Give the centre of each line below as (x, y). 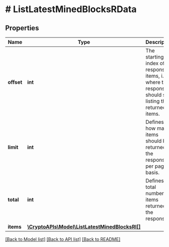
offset (15, 82)
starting (155, 57)
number (155, 193)
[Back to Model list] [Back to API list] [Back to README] (63, 239)
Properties (22, 28)
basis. (153, 172)
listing (153, 101)
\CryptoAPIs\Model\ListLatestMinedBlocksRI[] (84, 227)
